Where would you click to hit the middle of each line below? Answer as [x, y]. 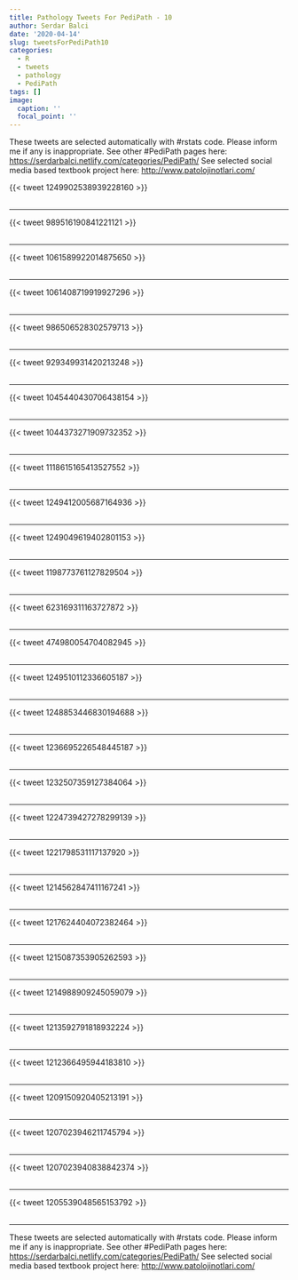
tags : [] [25, 92]
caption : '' [39, 108]
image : [21, 100]
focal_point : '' [47, 116]
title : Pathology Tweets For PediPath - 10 [91, 17]
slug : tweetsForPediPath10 [59, 42]
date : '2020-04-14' [45, 34]
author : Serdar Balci [49, 26]
